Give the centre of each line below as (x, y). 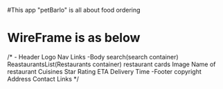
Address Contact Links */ (43, 79)
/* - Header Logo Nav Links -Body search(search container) (93, 57)
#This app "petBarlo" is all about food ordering (74, 10)
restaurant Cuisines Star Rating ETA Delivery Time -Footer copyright (105, 71)
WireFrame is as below (74, 38)
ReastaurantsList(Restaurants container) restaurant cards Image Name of (111, 64)
